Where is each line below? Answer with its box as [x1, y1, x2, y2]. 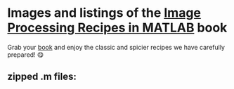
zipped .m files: [7, 71, 77, 83]
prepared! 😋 [7, 50, 44, 59]
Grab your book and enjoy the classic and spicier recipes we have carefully [7, 43, 225, 51]
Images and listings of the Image [7, 5, 202, 21]
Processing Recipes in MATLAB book [7, 20, 228, 36]
